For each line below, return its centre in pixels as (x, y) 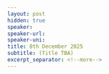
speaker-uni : (26, 40)
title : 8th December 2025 (45, 47)
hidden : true (26, 20)
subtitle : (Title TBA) (40, 54)
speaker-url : (26, 33)
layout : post (26, 14)
